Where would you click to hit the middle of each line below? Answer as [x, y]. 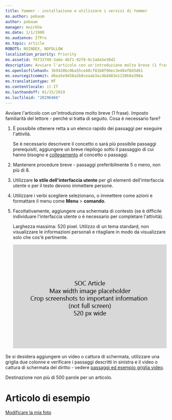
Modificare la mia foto [28, 412]
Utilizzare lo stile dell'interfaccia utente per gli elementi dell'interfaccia [88, 180]
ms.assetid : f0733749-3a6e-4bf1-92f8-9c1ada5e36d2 [60, 60]
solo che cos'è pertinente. [40, 237]
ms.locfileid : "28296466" [33, 98]
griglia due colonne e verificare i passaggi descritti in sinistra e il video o [81, 362]
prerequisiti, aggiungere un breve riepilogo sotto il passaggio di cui [83, 149]
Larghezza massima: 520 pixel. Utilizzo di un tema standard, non [81, 226]
